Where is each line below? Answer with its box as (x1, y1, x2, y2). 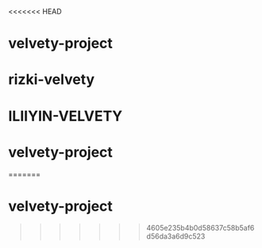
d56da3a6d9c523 (146, 231, 206, 241)
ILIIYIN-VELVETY (8, 107, 123, 125)
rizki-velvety (8, 71, 95, 89)
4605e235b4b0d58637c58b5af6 (146, 223, 255, 233)
